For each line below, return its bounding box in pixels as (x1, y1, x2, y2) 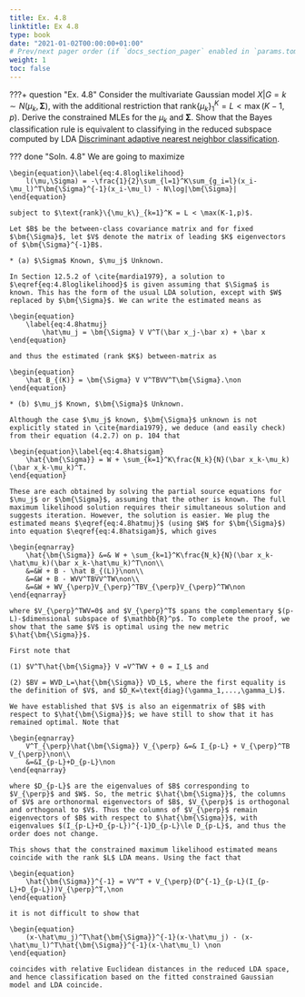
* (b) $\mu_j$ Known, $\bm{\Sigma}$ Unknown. (9, 399, 184, 409)
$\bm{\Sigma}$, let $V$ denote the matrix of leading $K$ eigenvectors (9, 233, 286, 242)
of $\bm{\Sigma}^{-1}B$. (9, 240, 103, 250)
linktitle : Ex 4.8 (9, 22, 79, 31)
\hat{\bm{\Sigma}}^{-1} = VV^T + (25, 877, 152, 887)
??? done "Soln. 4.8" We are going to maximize (9, 151, 185, 162)
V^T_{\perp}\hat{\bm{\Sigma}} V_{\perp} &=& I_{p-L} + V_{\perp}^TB (25, 742, 290, 751)
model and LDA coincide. (9, 981, 103, 990)
